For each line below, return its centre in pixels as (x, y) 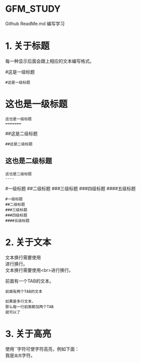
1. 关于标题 (27, 46)
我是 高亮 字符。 (20, 355)
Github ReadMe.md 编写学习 (35, 23)
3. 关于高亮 (28, 334)
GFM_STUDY (33, 9)
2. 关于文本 (28, 242)
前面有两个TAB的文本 (24, 291)
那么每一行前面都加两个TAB (30, 307)
